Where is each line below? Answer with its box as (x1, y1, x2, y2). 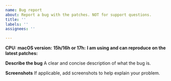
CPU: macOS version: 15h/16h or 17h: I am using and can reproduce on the (5, 45, 166, 51)
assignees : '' (5, 26, 36, 32)
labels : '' (5, 21, 29, 27)
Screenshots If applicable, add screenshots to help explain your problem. (5, 70, 160, 76)
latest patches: (5, 50, 38, 57)
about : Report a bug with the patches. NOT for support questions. (5, 12, 152, 17)
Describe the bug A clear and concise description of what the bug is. (5, 60, 151, 66)
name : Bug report (5, 7, 42, 13)
